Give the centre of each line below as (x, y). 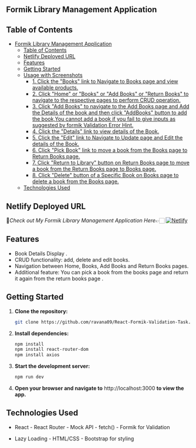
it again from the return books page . (59, 278)
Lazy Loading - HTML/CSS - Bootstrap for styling (74, 439)
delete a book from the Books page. (75, 181)
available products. (55, 88)
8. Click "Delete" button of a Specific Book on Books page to (105, 175)
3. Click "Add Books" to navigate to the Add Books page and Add (111, 107)
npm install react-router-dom (52, 350)
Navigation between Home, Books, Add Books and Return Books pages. (102, 266)
